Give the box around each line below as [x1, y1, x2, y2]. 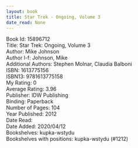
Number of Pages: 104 [6, 104, 60, 112]
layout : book [6, 8, 38, 15]
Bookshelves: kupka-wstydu [6, 129, 75, 136]
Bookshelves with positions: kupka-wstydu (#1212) [6, 136, 129, 143]
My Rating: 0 [6, 79, 37, 86]
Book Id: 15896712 [6, 36, 51, 43]
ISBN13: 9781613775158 [6, 73, 63, 80]
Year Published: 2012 [6, 110, 57, 117]
